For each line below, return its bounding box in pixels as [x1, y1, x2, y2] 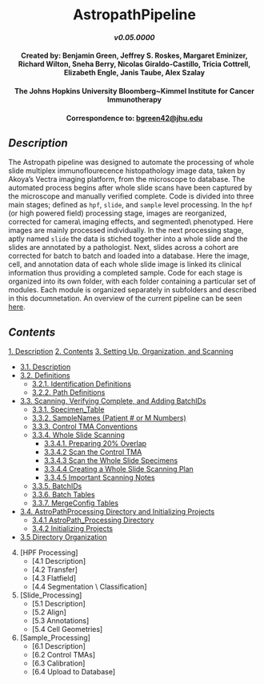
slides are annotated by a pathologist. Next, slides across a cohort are [8, 243, 239, 252]
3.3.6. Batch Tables [31, 490, 95, 500]
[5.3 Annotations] [31, 616, 90, 626]
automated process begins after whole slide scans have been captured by [8, 183, 253, 193]
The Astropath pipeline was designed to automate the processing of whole [8, 158, 254, 167]
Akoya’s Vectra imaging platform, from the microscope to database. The [8, 175, 246, 184]
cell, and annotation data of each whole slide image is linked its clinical [8, 260, 242, 269]
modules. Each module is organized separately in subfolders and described [8, 285, 258, 295]
